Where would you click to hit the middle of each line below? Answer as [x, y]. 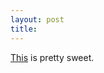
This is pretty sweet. [52, 57]
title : [24, 29]
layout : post [37, 19]
